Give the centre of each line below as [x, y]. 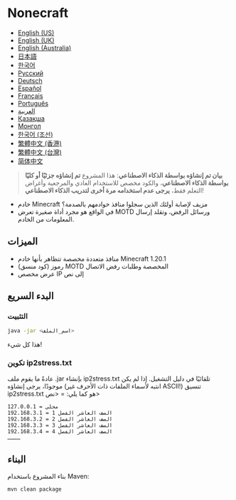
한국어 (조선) [35, 134]
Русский [31, 73]
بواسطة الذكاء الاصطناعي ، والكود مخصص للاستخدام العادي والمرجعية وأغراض [127, 183]
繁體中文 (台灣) [39, 152]
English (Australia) [44, 48]
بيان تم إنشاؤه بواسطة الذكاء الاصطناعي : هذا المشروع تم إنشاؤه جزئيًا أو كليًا [123, 175]
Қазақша [31, 118]
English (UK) [36, 40]
